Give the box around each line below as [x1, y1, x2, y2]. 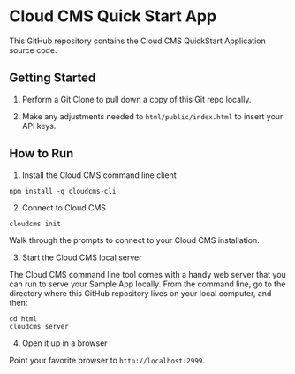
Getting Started [9, 71, 96, 86]
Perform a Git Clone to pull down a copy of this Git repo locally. [21, 94, 252, 104]
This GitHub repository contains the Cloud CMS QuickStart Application [9, 35, 267, 46]
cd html [9, 314, 38, 324]
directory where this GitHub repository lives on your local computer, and [9, 287, 272, 298]
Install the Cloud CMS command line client [21, 170, 177, 180]
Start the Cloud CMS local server [21, 252, 143, 263]
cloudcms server [9, 322, 69, 331]
